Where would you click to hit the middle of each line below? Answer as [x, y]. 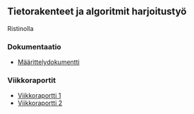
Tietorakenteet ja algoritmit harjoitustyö [97, 12]
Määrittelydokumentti [48, 62]
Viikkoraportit [32, 80]
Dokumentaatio [34, 46]
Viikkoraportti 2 [40, 103]
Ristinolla [20, 28]
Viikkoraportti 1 [39, 96]
